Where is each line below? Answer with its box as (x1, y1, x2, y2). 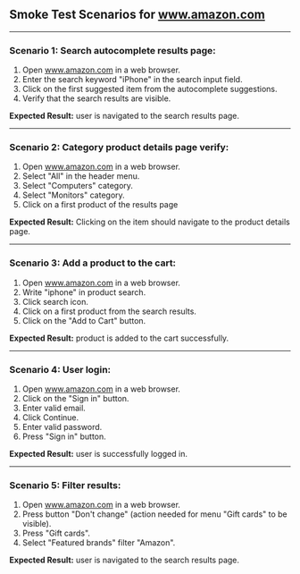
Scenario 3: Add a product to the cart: (9, 257, 177, 269)
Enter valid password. (21, 422, 103, 432)
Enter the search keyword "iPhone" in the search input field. (21, 74, 243, 85)
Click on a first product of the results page (21, 199, 179, 210)
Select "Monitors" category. (21, 190, 125, 200)
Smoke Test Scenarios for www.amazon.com (9, 7, 265, 22)
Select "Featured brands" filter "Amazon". (21, 537, 176, 548)
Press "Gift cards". (21, 528, 91, 539)
